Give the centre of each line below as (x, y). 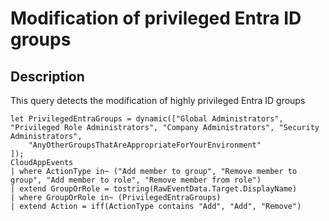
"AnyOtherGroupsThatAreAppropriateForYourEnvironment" (145, 145)
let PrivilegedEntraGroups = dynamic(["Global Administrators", (147, 119)
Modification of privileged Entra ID (156, 18)
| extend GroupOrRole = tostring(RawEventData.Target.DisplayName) (154, 189)
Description (47, 76)
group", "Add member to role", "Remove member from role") (136, 180)
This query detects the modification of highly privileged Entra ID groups (158, 100)
